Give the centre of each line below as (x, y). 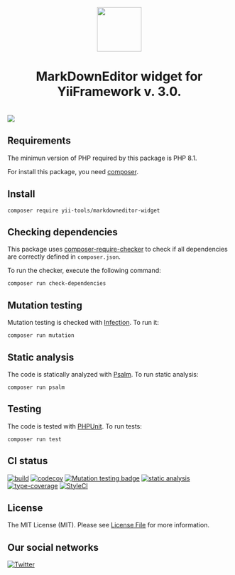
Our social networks (53, 547)
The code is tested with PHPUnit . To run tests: (75, 426)
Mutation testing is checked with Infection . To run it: (83, 323)
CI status (28, 461)
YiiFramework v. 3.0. (119, 92)
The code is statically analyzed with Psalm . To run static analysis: (103, 374)
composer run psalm (36, 387)
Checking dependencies (63, 232)
